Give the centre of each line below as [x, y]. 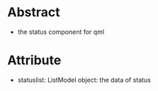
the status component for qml [61, 32]
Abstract [34, 12]
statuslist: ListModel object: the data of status [84, 80]
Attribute [34, 60]
